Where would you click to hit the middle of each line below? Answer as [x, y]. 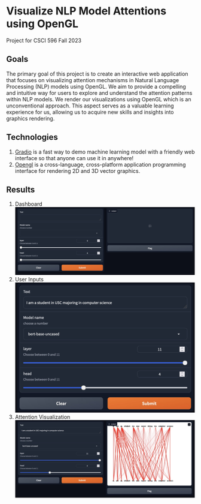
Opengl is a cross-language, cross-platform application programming [100, 164]
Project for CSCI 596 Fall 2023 [44, 40]
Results [21, 189]
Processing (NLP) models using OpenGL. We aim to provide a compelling [96, 86]
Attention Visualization [42, 417]
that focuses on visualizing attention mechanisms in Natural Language [93, 80]
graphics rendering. [31, 118]
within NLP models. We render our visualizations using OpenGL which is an [99, 99]
